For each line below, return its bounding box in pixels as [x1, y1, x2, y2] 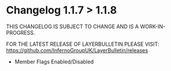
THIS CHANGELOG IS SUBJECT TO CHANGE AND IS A [6, 23, 139, 30]
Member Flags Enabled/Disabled [14, 58, 94, 65]
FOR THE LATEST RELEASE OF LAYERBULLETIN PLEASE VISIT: [6, 40, 160, 48]
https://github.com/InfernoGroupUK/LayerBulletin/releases [6, 46, 148, 53]
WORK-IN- [140, 23, 166, 30]
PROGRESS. [6, 29, 35, 36]
